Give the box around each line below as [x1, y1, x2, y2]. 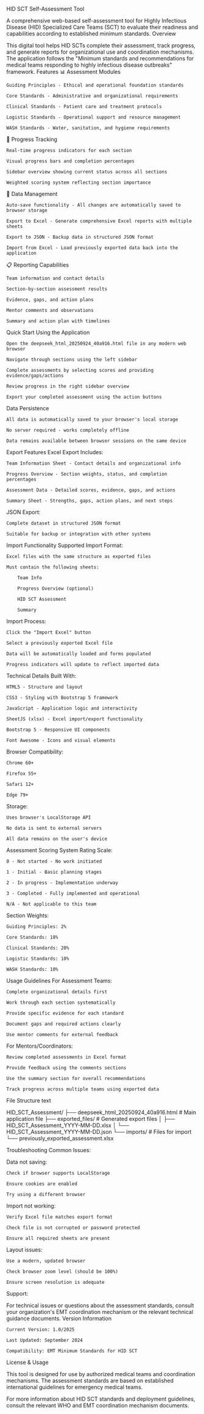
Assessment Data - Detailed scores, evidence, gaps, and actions [6, 487, 175, 493]
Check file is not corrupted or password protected [6, 1225, 140, 1231]
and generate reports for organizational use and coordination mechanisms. [6, 48, 194, 56]
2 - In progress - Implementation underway [6, 880, 119, 886]
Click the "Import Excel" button [6, 629, 91, 636]
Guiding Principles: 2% [6, 924, 67, 930]
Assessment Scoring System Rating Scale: [6, 847, 113, 854]
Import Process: [6, 618, 47, 625]
